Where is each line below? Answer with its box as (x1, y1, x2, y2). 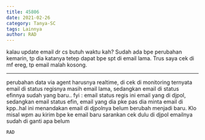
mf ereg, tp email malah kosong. (6, 61, 87, 69)
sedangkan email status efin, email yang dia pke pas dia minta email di (6, 98, 183, 105)
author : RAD (6, 32, 37, 38)
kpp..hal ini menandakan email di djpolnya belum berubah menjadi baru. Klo (6, 105, 197, 112)
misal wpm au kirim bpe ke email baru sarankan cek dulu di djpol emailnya (6, 111, 193, 119)
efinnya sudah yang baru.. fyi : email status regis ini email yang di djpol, (6, 92, 186, 99)
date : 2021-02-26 (6, 15, 51, 21)
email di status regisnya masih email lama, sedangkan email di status (6, 85, 179, 93)
